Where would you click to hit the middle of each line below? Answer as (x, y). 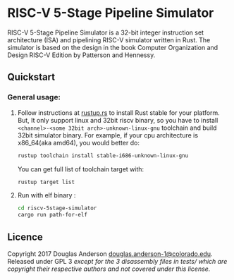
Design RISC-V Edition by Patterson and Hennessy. (81, 55)
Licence (25, 237)
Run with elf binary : (47, 195)
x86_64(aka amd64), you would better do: (78, 142)
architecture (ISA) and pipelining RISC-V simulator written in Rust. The (109, 39)
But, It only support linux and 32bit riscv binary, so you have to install (118, 120)
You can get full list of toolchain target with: (81, 169)
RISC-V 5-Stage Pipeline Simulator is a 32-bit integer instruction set (106, 32)
